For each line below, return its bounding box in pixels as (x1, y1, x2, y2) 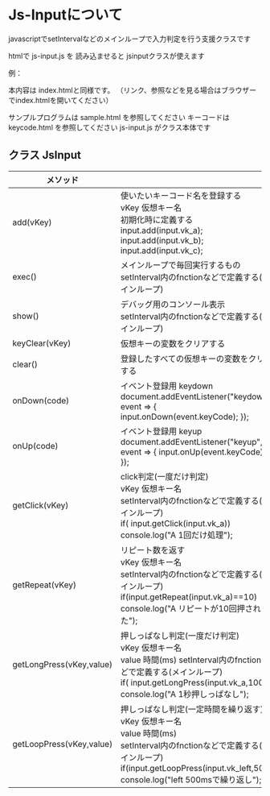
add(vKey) (12, 217, 52, 228)
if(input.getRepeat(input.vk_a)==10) (120, 591, 258, 603)
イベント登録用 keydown (120, 380, 214, 392)
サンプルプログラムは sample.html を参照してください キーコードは (8, 112, 231, 122)
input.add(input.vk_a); (120, 225, 203, 236)
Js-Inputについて (8, 6, 123, 24)
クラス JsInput (8, 148, 82, 162)
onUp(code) (12, 440, 59, 451)
